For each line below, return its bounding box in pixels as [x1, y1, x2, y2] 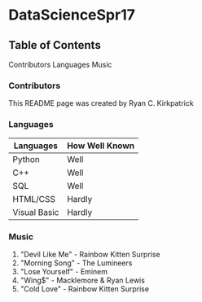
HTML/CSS [12, 193, 55, 204]
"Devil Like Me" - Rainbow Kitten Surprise [20, 249, 160, 259]
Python [12, 153, 41, 164]
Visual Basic [12, 206, 59, 217]
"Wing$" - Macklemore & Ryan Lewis [20, 275, 145, 285]
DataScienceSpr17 [8, 6, 136, 24]
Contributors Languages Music [8, 59, 112, 69]
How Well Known [66, 140, 135, 151]
